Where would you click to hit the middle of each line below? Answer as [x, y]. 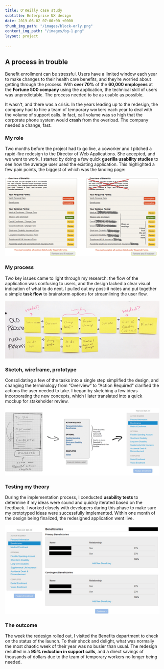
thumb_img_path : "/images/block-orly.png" [49, 26]
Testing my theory [27, 487]
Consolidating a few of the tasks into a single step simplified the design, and [82, 380]
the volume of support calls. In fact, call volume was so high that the [74, 115]
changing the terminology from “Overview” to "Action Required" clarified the [82, 385]
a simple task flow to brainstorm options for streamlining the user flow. [77, 294]
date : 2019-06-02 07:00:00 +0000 [39, 21]
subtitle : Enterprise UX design [38, 15]
